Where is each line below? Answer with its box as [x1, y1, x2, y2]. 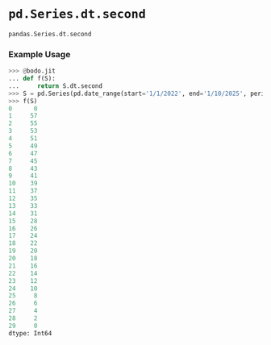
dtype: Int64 [8, 329, 52, 337]
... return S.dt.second [8, 81, 103, 90]
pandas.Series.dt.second [8, 30, 92, 38]
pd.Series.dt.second [8, 6, 147, 22]
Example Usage [8, 48, 71, 60]
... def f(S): [8, 75, 56, 83]
